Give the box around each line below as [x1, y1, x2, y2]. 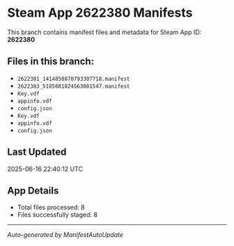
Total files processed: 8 [17, 203, 85, 212]
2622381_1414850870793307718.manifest [17, 75, 130, 82]
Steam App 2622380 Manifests [7, 5, 193, 21]
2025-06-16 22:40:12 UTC [7, 164, 84, 173]
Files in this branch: [7, 56, 95, 68]
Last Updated [7, 146, 67, 158]
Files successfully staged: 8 [17, 210, 97, 219]
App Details [7, 185, 59, 197]
